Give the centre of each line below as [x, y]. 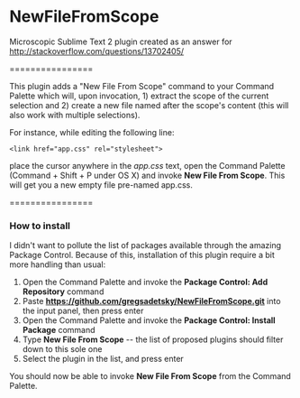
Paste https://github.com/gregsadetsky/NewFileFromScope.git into [151, 301]
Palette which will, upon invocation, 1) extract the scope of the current [139, 96]
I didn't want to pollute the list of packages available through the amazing [145, 245]
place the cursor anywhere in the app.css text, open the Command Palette [147, 165]
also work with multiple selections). [75, 115]
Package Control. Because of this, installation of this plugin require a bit [142, 255]
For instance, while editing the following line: [92, 132]
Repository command [63, 292]
